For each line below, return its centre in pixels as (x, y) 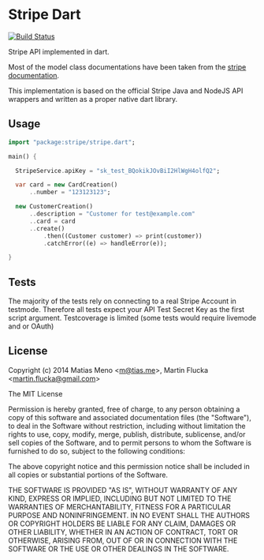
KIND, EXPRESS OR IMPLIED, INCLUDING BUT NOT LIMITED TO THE (120, 498)
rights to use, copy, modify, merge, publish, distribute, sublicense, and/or (127, 434)
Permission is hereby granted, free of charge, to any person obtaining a (124, 409)
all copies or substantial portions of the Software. (88, 475)
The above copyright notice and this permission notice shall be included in (129, 466)
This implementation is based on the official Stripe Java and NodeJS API (126, 90)
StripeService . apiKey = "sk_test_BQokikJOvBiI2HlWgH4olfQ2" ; (118, 171)
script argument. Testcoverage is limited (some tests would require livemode (132, 318)
